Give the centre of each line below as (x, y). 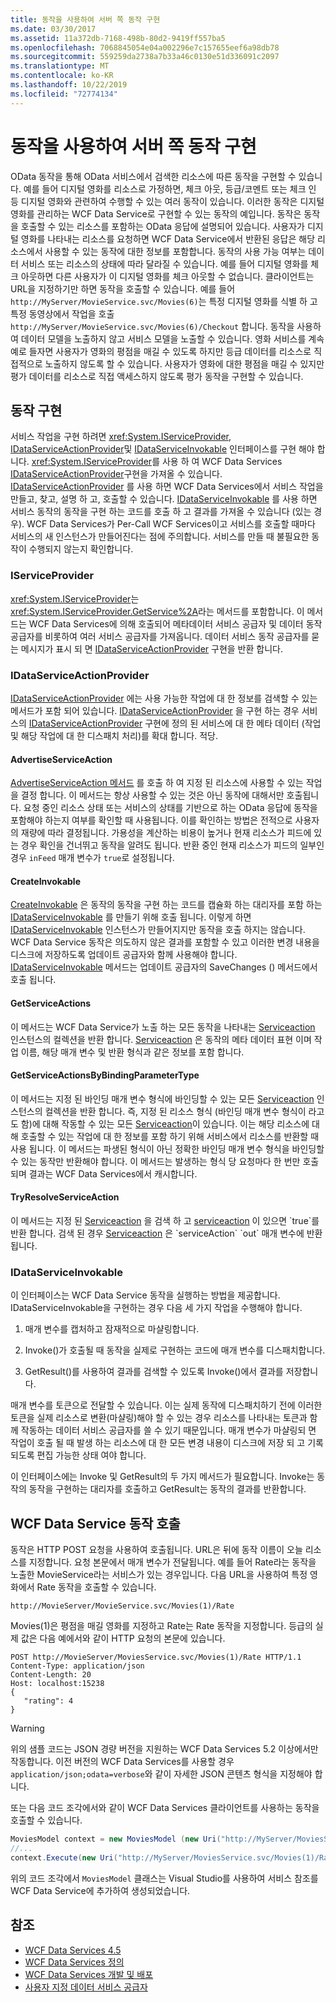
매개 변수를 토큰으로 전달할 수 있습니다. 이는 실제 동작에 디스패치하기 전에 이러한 (166, 1405)
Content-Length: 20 (51, 1675)
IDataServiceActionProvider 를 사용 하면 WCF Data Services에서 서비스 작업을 (167, 487)
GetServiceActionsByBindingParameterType (105, 1075)
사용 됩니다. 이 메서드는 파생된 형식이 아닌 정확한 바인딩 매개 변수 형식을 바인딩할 (167, 1148)
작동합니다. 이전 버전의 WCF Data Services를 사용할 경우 (122, 1762)
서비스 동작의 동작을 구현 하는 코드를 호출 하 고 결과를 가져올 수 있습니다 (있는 (161, 512)
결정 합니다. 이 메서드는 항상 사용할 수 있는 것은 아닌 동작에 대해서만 (152, 795)
